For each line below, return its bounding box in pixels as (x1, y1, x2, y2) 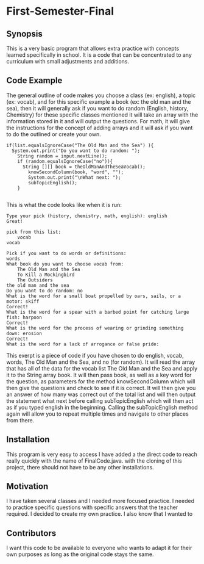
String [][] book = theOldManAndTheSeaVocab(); (22, 164, 146, 170)
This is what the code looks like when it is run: (6, 201, 122, 208)
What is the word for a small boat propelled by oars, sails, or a (6, 293, 181, 299)
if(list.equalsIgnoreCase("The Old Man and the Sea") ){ (6, 142, 154, 148)
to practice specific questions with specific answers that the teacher (6, 504, 178, 511)
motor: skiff (6, 298, 40, 305)
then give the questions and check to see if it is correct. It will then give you (6, 384, 196, 391)
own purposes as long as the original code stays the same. (6, 551, 154, 558)
